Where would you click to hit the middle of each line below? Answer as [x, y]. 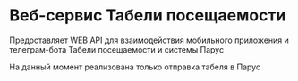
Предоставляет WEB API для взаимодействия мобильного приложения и [149, 40]
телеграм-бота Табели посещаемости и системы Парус [117, 49]
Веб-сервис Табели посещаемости [148, 16]
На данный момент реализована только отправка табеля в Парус [135, 67]
